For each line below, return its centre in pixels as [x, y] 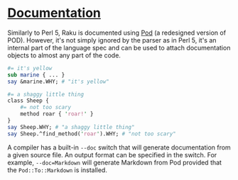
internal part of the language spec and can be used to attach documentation [119, 47]
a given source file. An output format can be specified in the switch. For [112, 154]
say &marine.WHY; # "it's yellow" [59, 81]
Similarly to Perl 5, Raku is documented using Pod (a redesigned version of [117, 33]
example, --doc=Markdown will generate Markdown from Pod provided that [115, 162]
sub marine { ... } [36, 75]
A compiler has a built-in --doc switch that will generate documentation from [119, 147]
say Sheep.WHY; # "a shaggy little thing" [71, 127]
